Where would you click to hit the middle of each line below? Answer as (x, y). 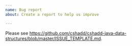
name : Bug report (24, 10)
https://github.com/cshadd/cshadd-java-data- (78, 33)
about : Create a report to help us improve (52, 14)
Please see (17, 33)
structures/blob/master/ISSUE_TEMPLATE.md (53, 38)
